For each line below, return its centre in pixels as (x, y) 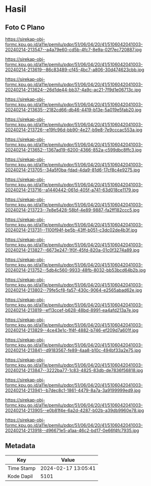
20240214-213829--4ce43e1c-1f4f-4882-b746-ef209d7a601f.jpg (72, 330)
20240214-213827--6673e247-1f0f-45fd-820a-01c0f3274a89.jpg (72, 250)
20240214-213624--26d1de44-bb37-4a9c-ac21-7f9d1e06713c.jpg (73, 90)
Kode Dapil (20, 476)
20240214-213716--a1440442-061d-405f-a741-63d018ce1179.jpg (72, 190)
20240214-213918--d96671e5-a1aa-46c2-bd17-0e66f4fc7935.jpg (72, 430)
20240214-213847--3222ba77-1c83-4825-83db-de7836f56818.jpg (74, 370)
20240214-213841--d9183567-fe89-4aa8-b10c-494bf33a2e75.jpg (73, 350)
